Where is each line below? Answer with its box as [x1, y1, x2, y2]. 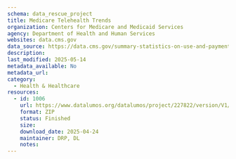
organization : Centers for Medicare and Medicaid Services [7, 23, 184, 30]
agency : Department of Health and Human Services [7, 30, 156, 37]
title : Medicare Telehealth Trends [7, 17, 112, 24]
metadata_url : [7, 69, 49, 76]
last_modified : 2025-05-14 [7, 56, 86, 63]
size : [20, 121, 37, 129]
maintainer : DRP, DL [20, 134, 80, 141]
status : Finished [20, 115, 71, 122]
